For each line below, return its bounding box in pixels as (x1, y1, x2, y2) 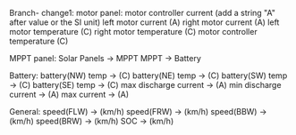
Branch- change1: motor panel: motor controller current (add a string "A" (9, 8, 275, 18)
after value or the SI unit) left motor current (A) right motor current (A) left (9, 17, 280, 28)
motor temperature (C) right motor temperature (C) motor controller (9, 27, 258, 36)
